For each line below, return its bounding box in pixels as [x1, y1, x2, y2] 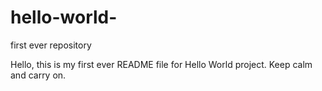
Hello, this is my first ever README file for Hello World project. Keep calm [10, 58, 313, 70]
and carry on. [10, 69, 67, 81]
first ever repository [10, 39, 92, 51]
